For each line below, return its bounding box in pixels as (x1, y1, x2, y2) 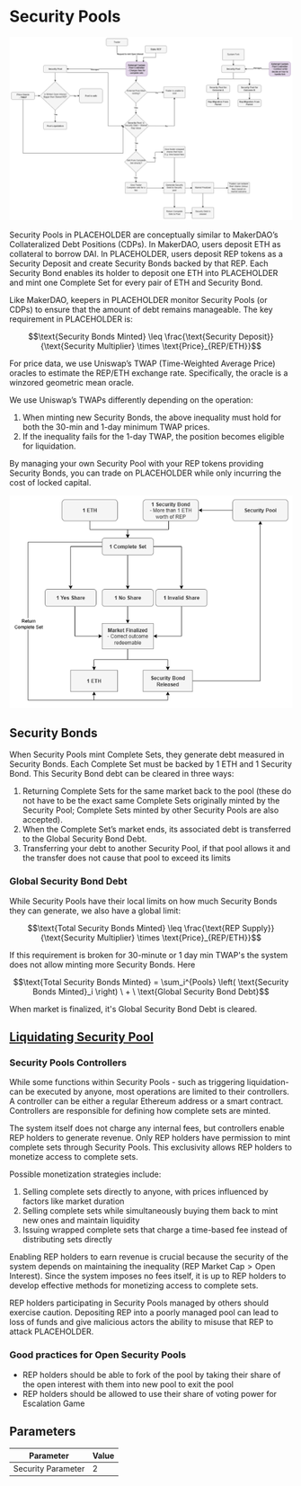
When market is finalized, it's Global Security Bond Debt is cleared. (9, 1003, 258, 1014)
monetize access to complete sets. (9, 1152, 138, 1162)
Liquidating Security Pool (9, 1029, 155, 1045)
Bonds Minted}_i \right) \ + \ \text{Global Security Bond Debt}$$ (32, 986, 270, 997)
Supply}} (242, 922, 275, 933)
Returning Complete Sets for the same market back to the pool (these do (22, 786, 292, 796)
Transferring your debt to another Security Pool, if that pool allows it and (22, 843, 291, 854)
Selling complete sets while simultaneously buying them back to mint (22, 1206, 279, 1216)
